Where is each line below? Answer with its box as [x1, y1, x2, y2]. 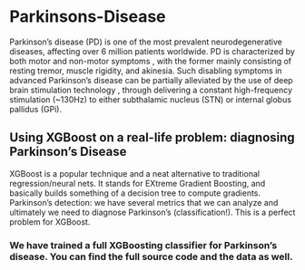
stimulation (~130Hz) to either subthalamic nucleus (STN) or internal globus [9, 93, 292, 105]
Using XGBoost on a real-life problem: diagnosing [9, 130, 295, 146]
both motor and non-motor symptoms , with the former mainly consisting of [9, 55, 292, 66]
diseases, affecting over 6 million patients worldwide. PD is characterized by [9, 45, 295, 56]
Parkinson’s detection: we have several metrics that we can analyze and [9, 197, 279, 207]
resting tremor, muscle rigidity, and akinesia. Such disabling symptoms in [9, 65, 283, 76]
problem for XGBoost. [9, 216, 91, 227]
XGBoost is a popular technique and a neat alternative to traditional [9, 168, 261, 178]
